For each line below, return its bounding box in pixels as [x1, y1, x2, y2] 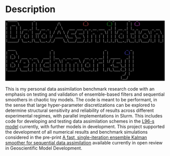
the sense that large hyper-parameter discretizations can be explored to [5, 102, 155, 108]
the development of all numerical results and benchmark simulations [5, 129, 148, 135]
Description [5, 4, 56, 15]
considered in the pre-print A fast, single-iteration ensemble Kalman [5, 134, 147, 140]
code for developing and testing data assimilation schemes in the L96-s [5, 118, 155, 125]
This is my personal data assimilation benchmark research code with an [5, 86, 155, 92]
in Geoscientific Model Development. [5, 145, 82, 151]
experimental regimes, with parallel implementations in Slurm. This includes [5, 113, 163, 119]
